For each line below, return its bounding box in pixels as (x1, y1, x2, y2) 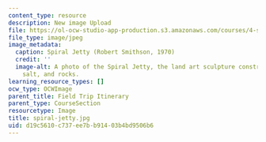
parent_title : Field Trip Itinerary (8, 92, 129, 100)
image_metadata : (8, 41, 62, 49)
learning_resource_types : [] (8, 77, 104, 85)
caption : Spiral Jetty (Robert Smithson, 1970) (15, 48, 176, 56)
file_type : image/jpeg (8, 33, 83, 42)
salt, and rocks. (22, 70, 80, 78)
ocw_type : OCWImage (8, 84, 73, 93)
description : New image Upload (8, 19, 112, 27)
